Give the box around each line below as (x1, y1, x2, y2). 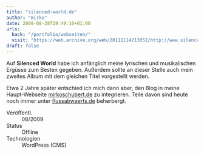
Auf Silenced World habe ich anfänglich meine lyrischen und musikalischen (6, 59, 196, 67)
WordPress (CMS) (21, 141, 67, 149)
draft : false (6, 43, 39, 49)
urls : (6, 26, 20, 32)
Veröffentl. (6, 109, 33, 116)
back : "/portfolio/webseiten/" (12, 32, 91, 38)
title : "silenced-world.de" (6, 9, 78, 15)
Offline (21, 128, 38, 136)
